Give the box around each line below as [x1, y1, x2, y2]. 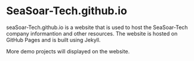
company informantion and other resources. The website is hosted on [6, 30, 178, 37]
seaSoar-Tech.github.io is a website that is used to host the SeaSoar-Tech [6, 24, 188, 31]
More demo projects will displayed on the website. [6, 47, 130, 54]
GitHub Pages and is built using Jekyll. [6, 36, 101, 43]
